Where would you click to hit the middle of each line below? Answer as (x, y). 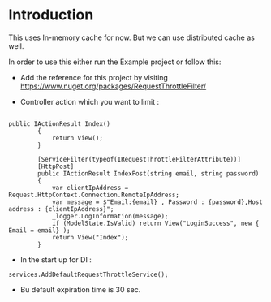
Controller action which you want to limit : (90, 101)
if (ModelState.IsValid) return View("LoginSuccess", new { (155, 223)
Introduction (51, 15)
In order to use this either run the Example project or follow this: (115, 62)
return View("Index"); (90, 237)
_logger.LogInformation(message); (110, 216)
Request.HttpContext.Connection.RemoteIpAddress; (94, 195)
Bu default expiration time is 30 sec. (80, 289)
